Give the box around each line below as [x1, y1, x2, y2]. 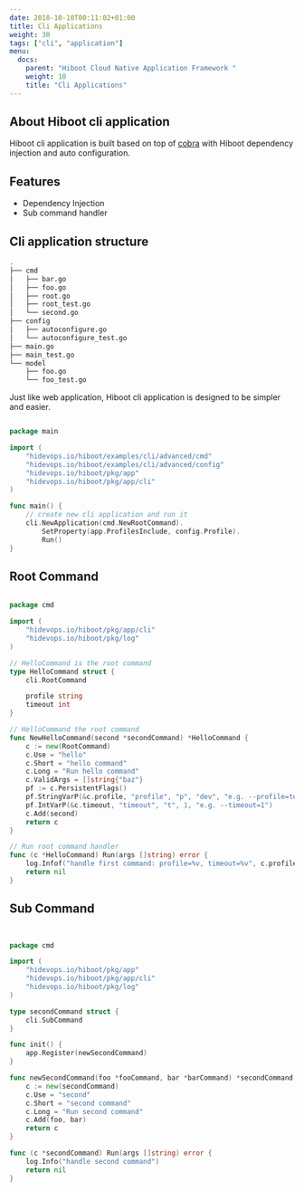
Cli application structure [9, 233, 149, 249]
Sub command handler [22, 207, 108, 218]
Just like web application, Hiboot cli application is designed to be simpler [9, 392, 281, 403]
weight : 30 [9, 30, 51, 39]
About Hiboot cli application [9, 114, 170, 129]
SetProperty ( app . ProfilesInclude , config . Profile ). [42, 527, 242, 536]
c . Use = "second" [25, 1090, 91, 1100]
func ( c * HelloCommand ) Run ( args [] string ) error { [9, 851, 208, 860]
